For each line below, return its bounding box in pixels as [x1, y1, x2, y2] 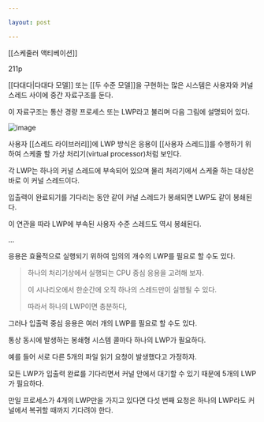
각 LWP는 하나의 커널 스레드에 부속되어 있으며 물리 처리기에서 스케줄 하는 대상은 [8, 165, 255, 175]
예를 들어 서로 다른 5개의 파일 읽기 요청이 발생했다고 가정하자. [8, 352, 197, 361]
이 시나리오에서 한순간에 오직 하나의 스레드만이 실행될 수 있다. [27, 284, 218, 294]
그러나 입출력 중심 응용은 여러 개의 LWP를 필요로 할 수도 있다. [8, 318, 198, 328]
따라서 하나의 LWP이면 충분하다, [27, 301, 128, 311]
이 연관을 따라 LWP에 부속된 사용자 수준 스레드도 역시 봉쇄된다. [8, 219, 203, 228]
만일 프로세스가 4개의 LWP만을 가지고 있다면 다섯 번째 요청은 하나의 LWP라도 [8, 395, 247, 405]
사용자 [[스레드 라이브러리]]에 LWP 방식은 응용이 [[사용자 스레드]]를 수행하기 [8, 139, 244, 149]
